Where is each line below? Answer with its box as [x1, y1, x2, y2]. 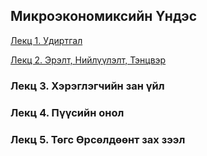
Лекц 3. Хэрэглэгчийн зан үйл [10, 79, 165, 93]
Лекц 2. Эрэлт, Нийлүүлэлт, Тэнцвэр [10, 54, 167, 66]
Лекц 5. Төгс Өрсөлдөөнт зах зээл [10, 132, 186, 146]
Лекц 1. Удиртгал [10, 34, 83, 46]
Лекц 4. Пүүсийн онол [10, 105, 125, 119]
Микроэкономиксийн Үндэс [10, 8, 198, 25]
